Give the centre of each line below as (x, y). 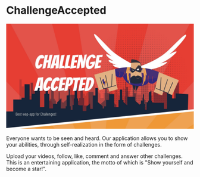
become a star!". (26, 169)
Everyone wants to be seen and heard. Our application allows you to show (97, 138)
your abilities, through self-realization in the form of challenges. (84, 145)
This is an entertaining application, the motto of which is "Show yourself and (100, 163)
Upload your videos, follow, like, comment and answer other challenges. (95, 156)
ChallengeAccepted (56, 10)
